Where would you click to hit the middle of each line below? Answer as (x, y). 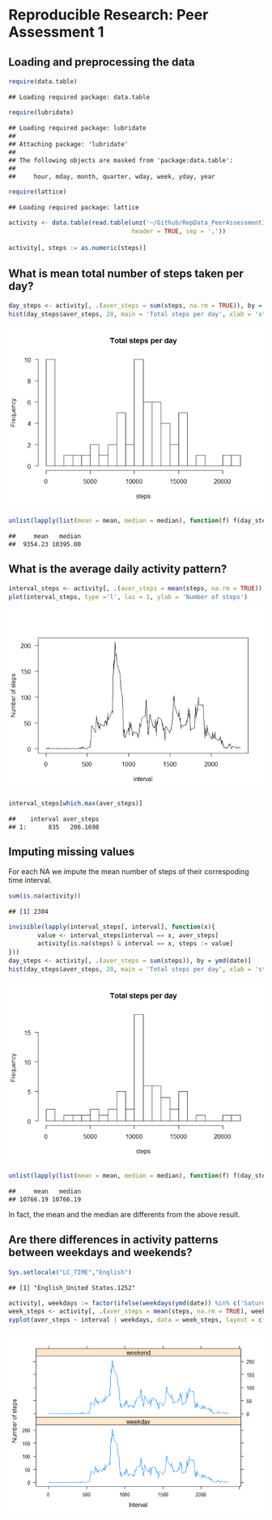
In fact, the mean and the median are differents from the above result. (124, 1214)
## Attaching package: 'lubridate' (68, 144)
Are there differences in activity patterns (113, 1240)
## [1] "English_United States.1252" (72, 1288)
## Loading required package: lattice (74, 207)
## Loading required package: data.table (79, 97)
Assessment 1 (56, 32)
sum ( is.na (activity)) (45, 896)
